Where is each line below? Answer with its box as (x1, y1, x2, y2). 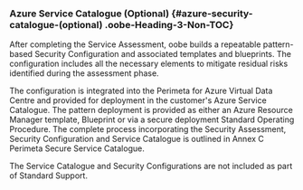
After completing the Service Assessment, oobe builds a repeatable (9, 39, 261, 50)
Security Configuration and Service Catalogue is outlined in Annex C (9, 134, 265, 145)
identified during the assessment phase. (9, 68, 160, 79)
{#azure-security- (171, 7, 253, 20)
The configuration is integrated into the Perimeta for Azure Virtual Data (9, 85, 273, 97)
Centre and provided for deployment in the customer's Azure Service (9, 95, 267, 106)
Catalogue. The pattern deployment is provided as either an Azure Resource (9, 105, 294, 116)
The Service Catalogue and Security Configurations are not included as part (9, 161, 293, 172)
